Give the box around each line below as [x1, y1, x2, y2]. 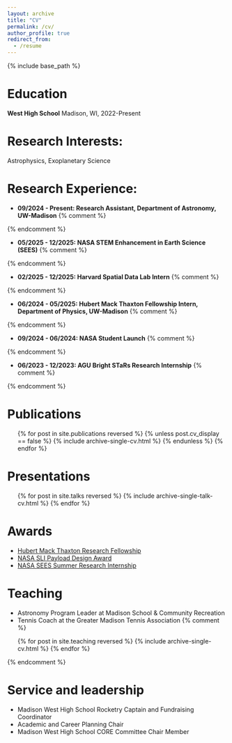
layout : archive [7, 10, 54, 17]
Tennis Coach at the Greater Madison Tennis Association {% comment [17, 616, 219, 624]
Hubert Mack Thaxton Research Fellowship [17, 546, 141, 554]
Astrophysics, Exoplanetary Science [7, 156, 111, 164]
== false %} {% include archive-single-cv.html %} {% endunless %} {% [17, 437, 224, 445]
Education [7, 86, 68, 102]
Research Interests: [7, 134, 123, 150]
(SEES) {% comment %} [17, 245, 87, 254]
